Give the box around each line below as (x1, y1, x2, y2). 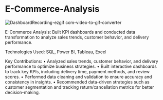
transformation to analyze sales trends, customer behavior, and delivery (5, 34, 149, 40)
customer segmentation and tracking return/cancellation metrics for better (5, 84, 154, 90)
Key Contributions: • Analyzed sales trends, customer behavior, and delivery (5, 58, 159, 64)
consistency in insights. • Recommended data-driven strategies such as (5, 79, 150, 85)
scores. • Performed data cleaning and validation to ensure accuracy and (5, 74, 152, 80)
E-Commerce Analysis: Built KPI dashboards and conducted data (5, 29, 135, 35)
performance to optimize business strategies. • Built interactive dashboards (5, 63, 157, 69)
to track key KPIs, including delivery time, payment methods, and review (5, 68, 150, 74)
